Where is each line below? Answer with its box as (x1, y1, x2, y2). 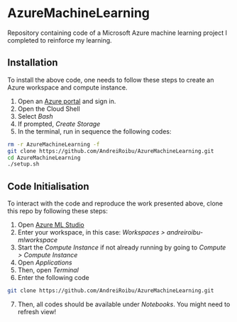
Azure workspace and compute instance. (7, 83, 128, 92)
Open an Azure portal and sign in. (17, 97, 116, 105)
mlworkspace (17, 236, 58, 245)
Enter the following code (17, 274, 90, 282)
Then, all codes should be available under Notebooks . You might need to (17, 300, 231, 308)
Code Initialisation (7, 180, 90, 193)
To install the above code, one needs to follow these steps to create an (7, 75, 214, 84)
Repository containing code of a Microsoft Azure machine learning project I (7, 28, 228, 37)
